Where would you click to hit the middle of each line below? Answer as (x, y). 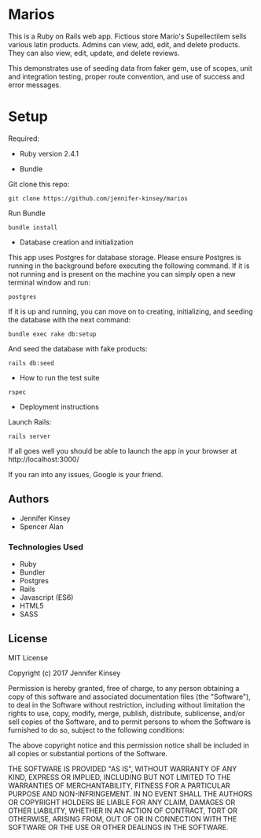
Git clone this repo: (39, 184)
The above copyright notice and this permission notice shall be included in (129, 745)
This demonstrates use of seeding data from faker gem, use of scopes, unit (130, 68)
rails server (29, 436)
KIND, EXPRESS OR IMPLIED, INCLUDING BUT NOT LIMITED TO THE (119, 777)
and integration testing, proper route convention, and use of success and (127, 76)
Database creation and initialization (76, 242)
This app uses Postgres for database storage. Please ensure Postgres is (125, 257)
